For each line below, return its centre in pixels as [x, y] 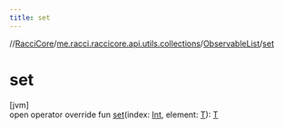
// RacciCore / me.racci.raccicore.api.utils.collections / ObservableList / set [142, 43]
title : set [30, 18]
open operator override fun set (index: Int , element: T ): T [114, 115]
